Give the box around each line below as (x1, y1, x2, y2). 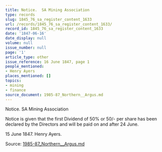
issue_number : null (5, 45, 47, 50)
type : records (5, 12, 36, 17)
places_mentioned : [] (5, 73, 51, 79)
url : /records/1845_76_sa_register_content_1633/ (5, 21, 113, 27)
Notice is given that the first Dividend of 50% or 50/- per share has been (5, 116, 157, 122)
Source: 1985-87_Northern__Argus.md (5, 141, 85, 147)
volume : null (5, 41, 33, 46)
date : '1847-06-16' (5, 31, 47, 36)
